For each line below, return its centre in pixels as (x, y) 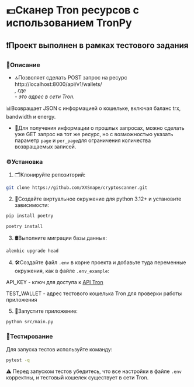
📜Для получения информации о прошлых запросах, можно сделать (99, 128)
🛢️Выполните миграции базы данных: (60, 238)
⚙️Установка (25, 161)
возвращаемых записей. (45, 146)
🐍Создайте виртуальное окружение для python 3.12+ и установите (98, 199)
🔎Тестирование (30, 337)
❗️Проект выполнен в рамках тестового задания (97, 45)
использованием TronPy (69, 23)
